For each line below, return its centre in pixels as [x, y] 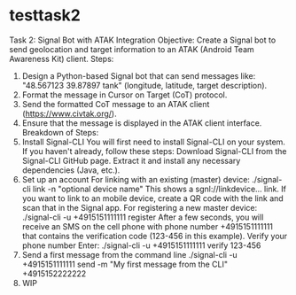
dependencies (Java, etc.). [71, 170]
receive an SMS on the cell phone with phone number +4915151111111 [147, 226]
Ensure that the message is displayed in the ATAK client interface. [142, 123]
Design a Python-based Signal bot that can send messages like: [139, 75]
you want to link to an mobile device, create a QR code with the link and [152, 198]
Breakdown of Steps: [60, 132]
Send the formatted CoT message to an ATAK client [116, 104]
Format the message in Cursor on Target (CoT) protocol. [125, 95]
